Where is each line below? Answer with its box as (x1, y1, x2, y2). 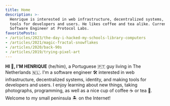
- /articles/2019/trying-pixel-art (5, 49, 80, 54)
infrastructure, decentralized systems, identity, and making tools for (5, 76, 147, 82)
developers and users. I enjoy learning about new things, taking (5, 81, 138, 88)
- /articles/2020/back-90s (5, 45, 62, 50)
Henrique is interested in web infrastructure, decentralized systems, (10, 17, 164, 22)
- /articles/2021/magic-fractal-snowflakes (5, 40, 99, 45)
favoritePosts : (5, 31, 37, 36)
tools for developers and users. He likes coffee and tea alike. (10, 21, 151, 27)
